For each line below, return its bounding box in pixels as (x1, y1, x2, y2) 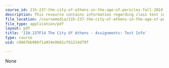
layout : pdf (5, 26, 30, 31)
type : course (5, 35, 33, 40)
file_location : (5, 16, 37, 21)
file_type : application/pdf (5, 21, 64, 26)
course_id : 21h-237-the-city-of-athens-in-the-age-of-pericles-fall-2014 (5, 7, 163, 12)
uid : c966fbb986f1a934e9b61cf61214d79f (5, 40, 89, 45)
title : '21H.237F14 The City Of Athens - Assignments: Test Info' (5, 30, 147, 35)
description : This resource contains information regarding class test (5, 12, 158, 17)
